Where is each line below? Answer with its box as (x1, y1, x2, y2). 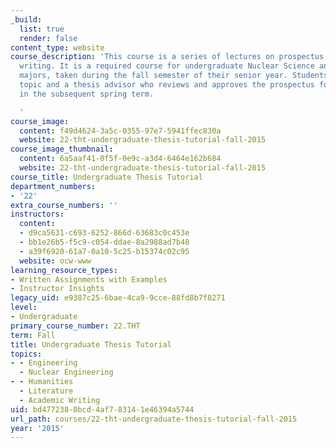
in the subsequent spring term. (19, 89, 155, 99)
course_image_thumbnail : (10, 144, 114, 155)
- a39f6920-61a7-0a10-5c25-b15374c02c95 (19, 246, 190, 256)
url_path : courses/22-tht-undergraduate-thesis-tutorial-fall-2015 (10, 414, 298, 424)
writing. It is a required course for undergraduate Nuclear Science (19, 61, 315, 71)
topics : (10, 349, 43, 359)
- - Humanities (10, 377, 74, 387)
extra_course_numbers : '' (10, 200, 118, 210)
